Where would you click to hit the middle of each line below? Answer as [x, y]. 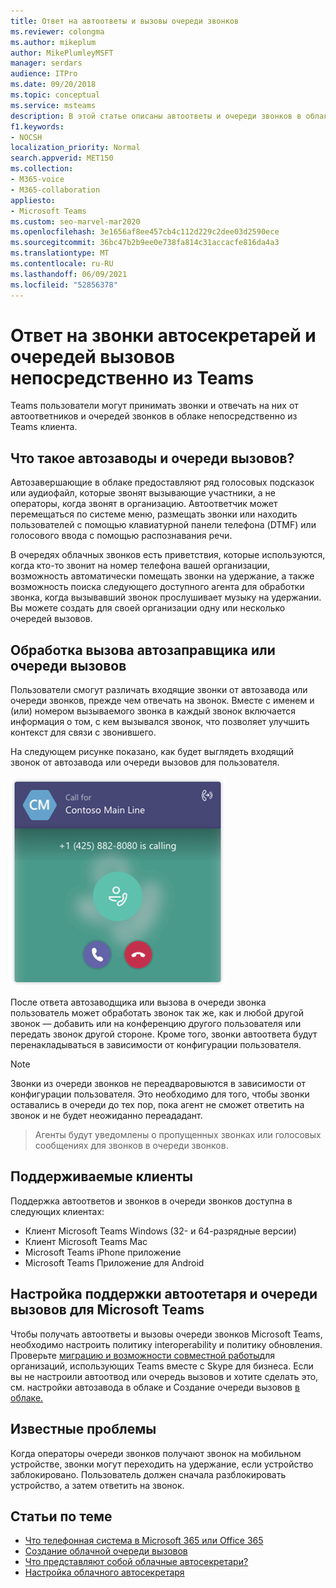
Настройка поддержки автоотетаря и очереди [164, 1294]
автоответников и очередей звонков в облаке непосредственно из [154, 416]
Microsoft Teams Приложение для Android [114, 1262]
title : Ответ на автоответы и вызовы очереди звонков [125, 21]
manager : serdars [46, 63]
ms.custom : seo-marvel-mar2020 [75, 221]
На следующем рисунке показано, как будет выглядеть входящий [152, 752]
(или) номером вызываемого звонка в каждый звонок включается [153, 711]
